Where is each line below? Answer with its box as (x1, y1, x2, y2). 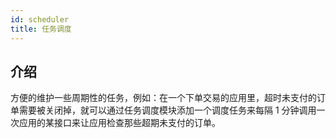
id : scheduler (10, 14, 70, 25)
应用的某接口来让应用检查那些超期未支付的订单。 (18, 117, 221, 129)
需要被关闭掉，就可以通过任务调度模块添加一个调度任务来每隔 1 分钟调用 (18, 104, 317, 116)
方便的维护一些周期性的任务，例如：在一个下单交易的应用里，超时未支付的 (10, 92, 317, 104)
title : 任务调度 (10, 24, 72, 34)
